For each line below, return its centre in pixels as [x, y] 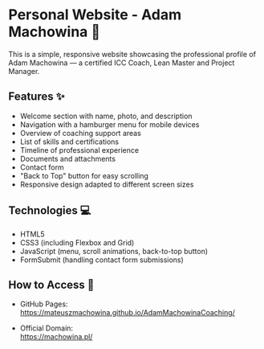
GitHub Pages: [44, 304]
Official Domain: [47, 328]
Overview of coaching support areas [81, 133]
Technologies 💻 [50, 211]
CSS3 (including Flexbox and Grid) [77, 242]
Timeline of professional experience [79, 150]
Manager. [24, 71]
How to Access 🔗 [51, 284]
